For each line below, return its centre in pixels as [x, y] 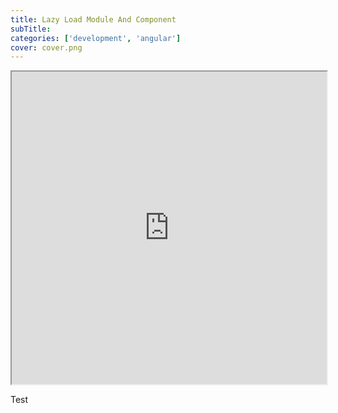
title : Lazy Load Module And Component [93, 19]
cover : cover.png [46, 47]
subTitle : [31, 29]
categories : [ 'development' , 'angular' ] [96, 38]
